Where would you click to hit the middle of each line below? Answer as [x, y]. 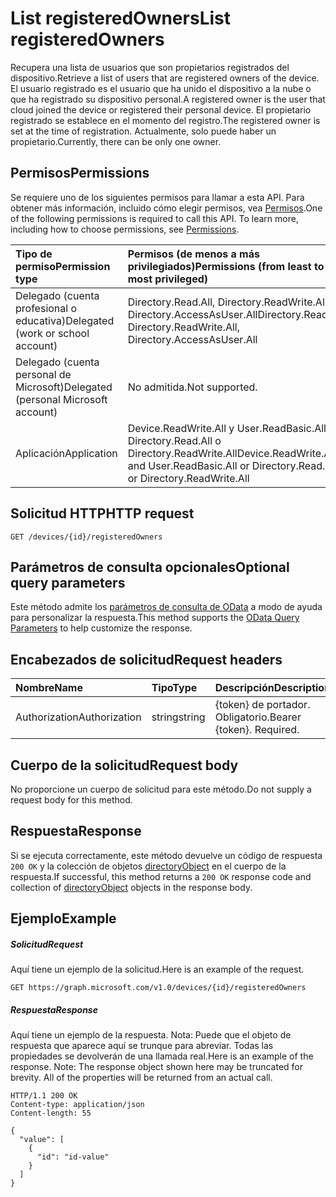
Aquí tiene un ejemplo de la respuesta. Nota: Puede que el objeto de [151, 1035]
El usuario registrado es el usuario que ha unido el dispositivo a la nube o [161, 88]
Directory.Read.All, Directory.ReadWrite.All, [228, 302]
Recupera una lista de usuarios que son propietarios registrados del [150, 67]
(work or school [52, 333]
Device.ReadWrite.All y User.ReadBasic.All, [228, 428]
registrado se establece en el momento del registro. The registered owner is [165, 120]
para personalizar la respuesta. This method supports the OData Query [155, 618]
